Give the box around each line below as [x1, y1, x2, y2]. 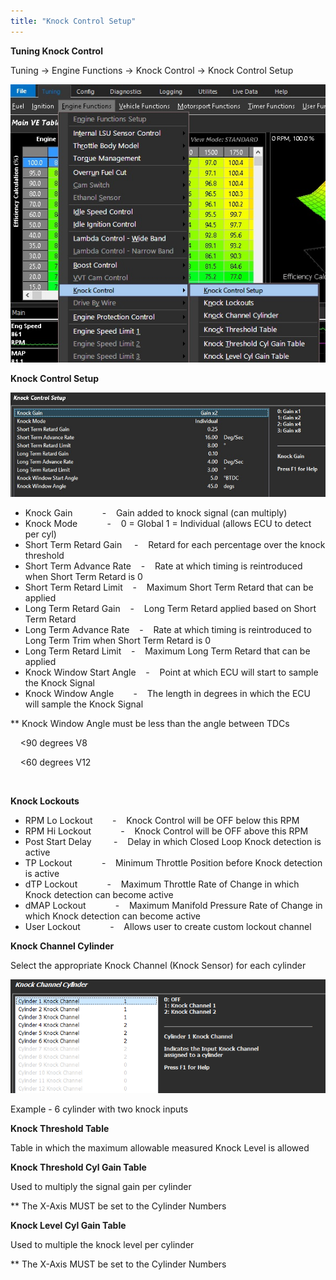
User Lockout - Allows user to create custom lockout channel [24, 920, 312, 932]
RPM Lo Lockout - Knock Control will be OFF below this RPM [24, 814, 300, 826]
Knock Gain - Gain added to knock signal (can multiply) [24, 506, 288, 519]
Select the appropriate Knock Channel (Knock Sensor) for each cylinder [10, 959, 307, 971]
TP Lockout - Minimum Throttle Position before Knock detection [24, 856, 323, 869]
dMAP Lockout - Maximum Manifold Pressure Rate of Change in [24, 899, 323, 911]
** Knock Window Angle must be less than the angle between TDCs [10, 717, 290, 729]
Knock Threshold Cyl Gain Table [10, 1161, 147, 1173]
